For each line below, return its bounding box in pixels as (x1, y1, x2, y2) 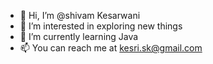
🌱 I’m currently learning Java (19, 31, 139, 42)
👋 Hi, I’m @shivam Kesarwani (19, 10, 141, 21)
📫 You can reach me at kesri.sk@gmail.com (19, 42, 203, 54)
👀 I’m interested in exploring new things (19, 20, 183, 32)
